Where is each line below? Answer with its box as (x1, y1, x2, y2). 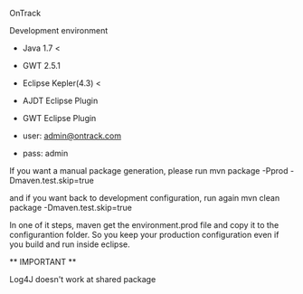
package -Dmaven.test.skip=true (9, 203, 133, 213)
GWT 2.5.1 (22, 61, 61, 71)
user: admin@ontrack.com (22, 130, 122, 141)
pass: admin (22, 148, 69, 158)
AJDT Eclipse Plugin (22, 95, 99, 106)
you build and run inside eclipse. (9, 239, 130, 250)
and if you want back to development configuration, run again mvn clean (9, 193, 280, 203)
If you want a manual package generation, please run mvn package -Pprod (9, 166, 289, 175)
